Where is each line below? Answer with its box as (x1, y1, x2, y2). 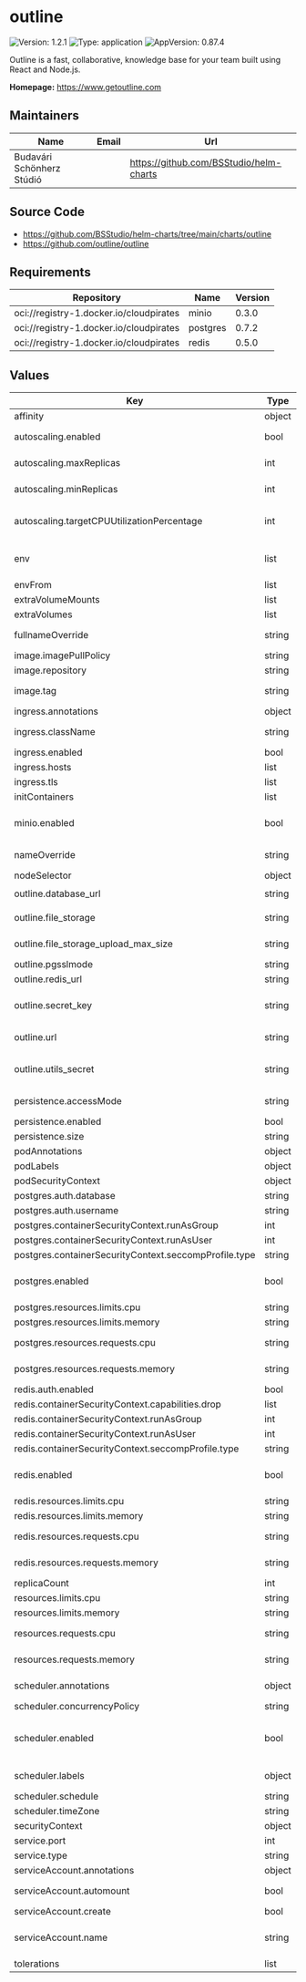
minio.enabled (14, 817, 75, 830)
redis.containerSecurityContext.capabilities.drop (14, 1398, 221, 1410)
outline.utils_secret (14, 1063, 95, 1076)
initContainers (14, 790, 75, 803)
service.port (14, 1834, 66, 1847)
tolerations (14, 1957, 60, 1970)
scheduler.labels (14, 1770, 85, 1782)
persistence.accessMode (14, 1095, 123, 1108)
